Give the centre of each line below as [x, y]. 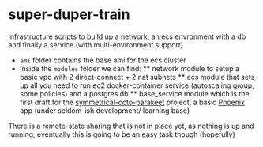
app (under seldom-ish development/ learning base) [105, 110]
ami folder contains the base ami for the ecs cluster [103, 60]
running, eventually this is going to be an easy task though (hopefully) [122, 134]
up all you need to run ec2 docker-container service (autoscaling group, [137, 85]
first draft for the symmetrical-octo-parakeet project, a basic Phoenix [132, 102]
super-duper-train [69, 15]
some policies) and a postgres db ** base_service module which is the [135, 93]
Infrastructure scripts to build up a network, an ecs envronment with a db [127, 36]
